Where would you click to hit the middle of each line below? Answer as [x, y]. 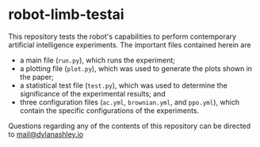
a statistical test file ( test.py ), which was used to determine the [124, 85]
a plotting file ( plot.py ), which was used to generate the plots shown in [136, 68]
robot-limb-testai [66, 15]
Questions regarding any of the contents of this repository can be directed [130, 126]
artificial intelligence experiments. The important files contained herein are [130, 44]
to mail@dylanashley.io [46, 134]
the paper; [36, 77]
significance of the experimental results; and [92, 93]
